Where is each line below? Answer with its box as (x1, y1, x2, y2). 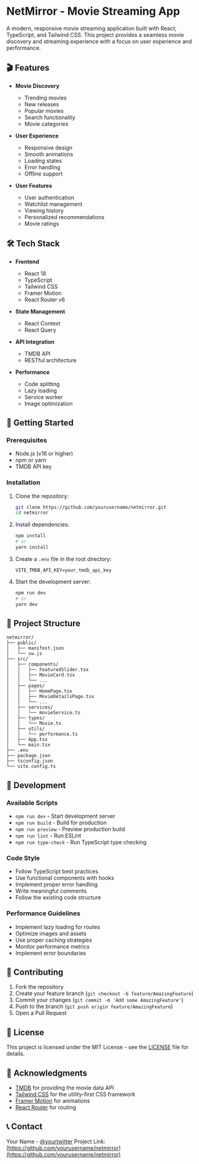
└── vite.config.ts (6, 763, 56, 770)
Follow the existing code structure (15, 894, 101, 901)
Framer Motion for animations (15, 1097, 91, 1104)
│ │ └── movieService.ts (6, 710, 81, 716)
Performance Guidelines (6, 909, 81, 918)
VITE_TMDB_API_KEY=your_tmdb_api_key (15, 567, 112, 573)
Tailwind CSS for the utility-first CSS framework (15, 1091, 136, 1098)
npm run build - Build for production (15, 819, 107, 826)
